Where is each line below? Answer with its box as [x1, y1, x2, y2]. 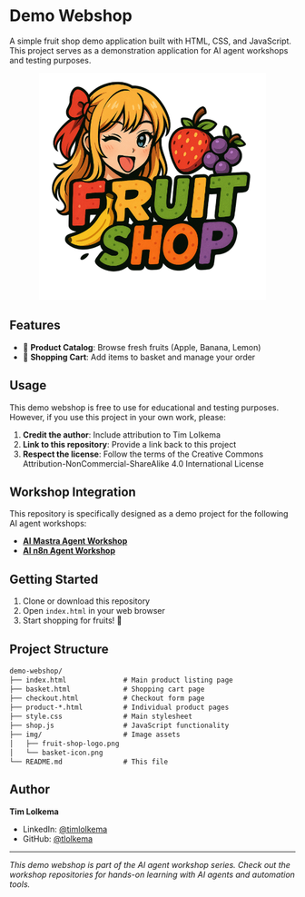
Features [9, 318, 61, 333]
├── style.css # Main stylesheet [9, 712, 193, 721]
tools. [9, 878, 31, 890]
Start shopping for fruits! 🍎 [22, 615, 123, 626]
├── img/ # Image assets [9, 730, 181, 739]
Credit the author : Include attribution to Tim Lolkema [22, 429, 221, 440]
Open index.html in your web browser [22, 606, 165, 616]
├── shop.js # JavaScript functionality [9, 721, 230, 730]
